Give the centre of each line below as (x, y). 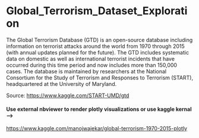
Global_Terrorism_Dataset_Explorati (97, 11)
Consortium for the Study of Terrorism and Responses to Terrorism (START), (100, 78)
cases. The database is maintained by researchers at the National (86, 71)
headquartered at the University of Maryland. (61, 84)
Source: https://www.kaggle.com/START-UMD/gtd (68, 95)
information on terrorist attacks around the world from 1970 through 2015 (96, 46)
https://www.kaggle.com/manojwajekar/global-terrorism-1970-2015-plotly (97, 129)
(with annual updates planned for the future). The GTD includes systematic (97, 52)
